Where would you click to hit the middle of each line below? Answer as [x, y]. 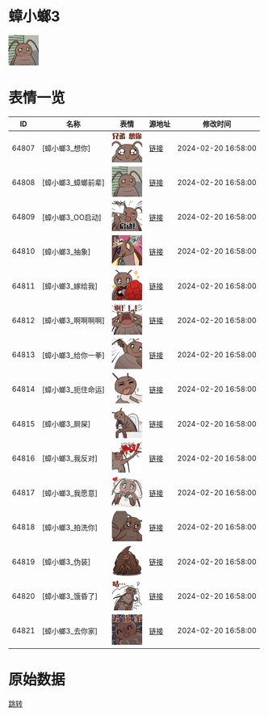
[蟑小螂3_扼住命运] [73, 390]
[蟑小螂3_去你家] [70, 630]
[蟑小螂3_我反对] [70, 458]
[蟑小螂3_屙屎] [66, 424]
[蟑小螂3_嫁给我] [70, 286]
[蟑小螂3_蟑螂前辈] [73, 183]
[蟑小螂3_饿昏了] [70, 596]
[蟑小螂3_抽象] [66, 251]
